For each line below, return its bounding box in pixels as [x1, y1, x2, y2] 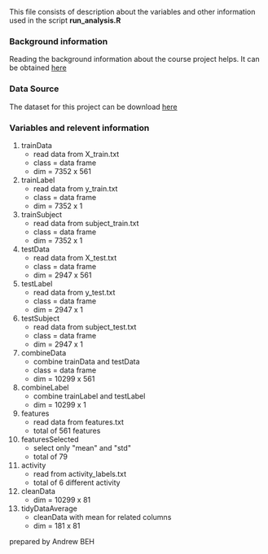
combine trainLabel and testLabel [33, 390, 146, 401]
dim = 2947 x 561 [33, 270, 92, 280]
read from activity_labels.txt [33, 469, 127, 478]
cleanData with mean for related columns [33, 512, 172, 521]
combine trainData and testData [33, 356, 141, 366]
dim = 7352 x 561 [33, 166, 92, 176]
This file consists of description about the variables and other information [9, 7, 256, 16]
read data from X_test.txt [33, 252, 117, 263]
